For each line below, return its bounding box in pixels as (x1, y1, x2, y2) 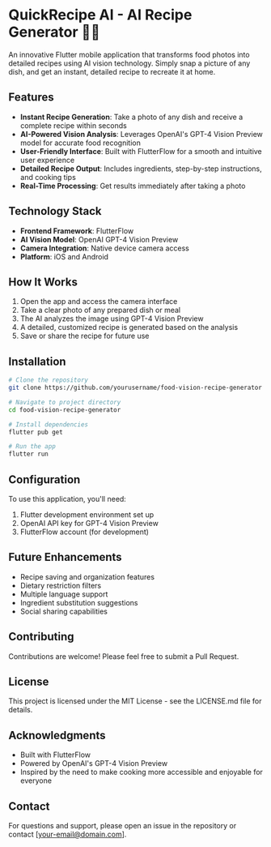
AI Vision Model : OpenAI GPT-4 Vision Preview (19, 234, 179, 244)
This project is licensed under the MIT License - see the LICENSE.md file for (8, 696, 262, 706)
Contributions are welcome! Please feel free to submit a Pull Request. (8, 651, 239, 661)
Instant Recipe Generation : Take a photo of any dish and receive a (19, 112, 243, 122)
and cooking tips (19, 172, 77, 182)
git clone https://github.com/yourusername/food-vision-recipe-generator (8, 383, 263, 392)
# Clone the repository (8, 376, 89, 384)
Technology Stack (8, 204, 102, 218)
